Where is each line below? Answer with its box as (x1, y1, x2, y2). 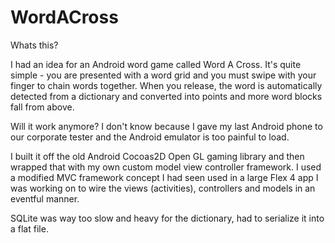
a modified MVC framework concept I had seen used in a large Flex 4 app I (10, 171, 319, 183)
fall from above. (10, 101, 75, 113)
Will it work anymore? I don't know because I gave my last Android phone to (10, 120, 323, 132)
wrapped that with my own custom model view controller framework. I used (10, 161, 322, 173)
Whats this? (10, 39, 59, 51)
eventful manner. (10, 192, 80, 205)
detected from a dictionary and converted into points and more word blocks (10, 90, 323, 102)
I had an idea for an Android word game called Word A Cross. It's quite (10, 58, 302, 70)
